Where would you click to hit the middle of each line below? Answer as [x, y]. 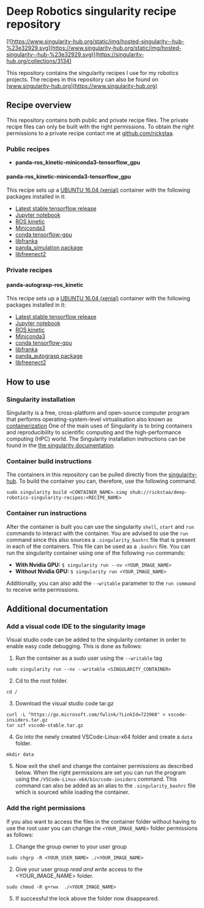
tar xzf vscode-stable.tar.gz [45, 726]
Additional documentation [57, 609]
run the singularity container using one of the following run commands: [96, 553]
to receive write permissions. [43, 589]
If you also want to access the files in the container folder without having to [101, 821]
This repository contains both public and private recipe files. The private [97, 120]
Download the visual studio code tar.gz [65, 703]
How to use [28, 382]
